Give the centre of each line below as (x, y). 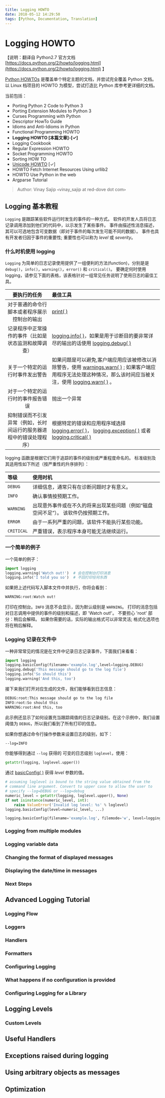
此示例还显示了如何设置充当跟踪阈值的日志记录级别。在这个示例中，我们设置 (82, 717)
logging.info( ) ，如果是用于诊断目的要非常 (100, 336)
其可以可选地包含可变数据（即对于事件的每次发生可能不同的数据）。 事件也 (80, 232)
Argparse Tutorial (30, 180)
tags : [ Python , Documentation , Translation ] (51, 19)
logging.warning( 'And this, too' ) (41, 679)
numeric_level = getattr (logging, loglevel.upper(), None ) (67, 796)
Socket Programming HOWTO (42, 154)
